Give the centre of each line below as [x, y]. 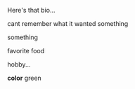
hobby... [19, 64]
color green [25, 78]
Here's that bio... [31, 10]
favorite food [26, 51]
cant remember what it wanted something [68, 23]
